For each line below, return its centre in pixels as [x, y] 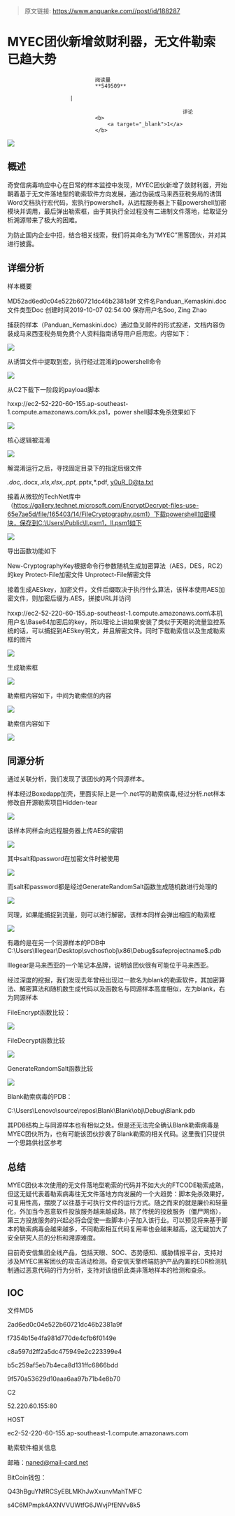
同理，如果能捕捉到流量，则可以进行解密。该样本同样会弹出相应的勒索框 [111, 915]
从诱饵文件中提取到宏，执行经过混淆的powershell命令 [84, 361]
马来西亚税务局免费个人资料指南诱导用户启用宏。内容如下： [105, 333]
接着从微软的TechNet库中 [44, 496]
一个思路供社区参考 [35, 1143]
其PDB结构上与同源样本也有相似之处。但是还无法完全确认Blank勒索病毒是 [113, 1125]
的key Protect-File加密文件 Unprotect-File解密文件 [79, 574]
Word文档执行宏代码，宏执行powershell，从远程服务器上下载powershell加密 [117, 202]
